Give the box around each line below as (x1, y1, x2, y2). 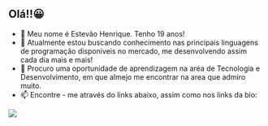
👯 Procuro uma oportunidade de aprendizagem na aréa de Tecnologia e (19, 63, 261, 73)
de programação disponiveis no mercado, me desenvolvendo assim (19, 46, 248, 56)
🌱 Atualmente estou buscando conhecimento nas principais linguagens (19, 37, 258, 47)
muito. (19, 80, 42, 90)
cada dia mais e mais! (19, 54, 93, 64)
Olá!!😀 (8, 7, 45, 21)
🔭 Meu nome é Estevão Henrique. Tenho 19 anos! (19, 28, 185, 38)
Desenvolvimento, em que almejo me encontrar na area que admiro (19, 72, 246, 81)
